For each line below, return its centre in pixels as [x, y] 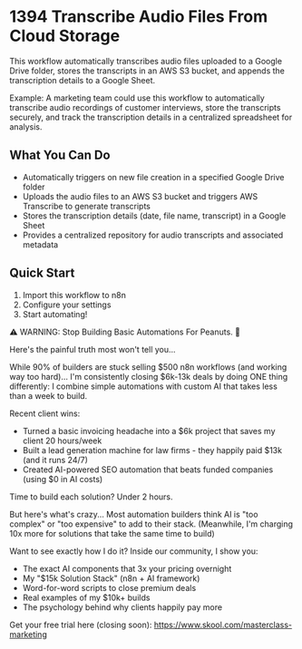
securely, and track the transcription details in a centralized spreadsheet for [151, 117]
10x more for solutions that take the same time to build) [112, 533]
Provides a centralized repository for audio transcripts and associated [153, 235]
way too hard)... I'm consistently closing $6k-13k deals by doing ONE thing [149, 376]
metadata [40, 244]
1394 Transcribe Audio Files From [139, 17]
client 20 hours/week [62, 441]
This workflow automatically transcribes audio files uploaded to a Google [146, 61]
